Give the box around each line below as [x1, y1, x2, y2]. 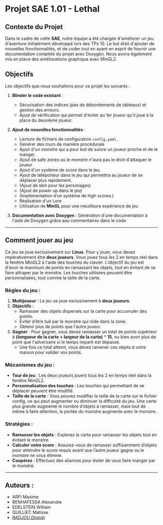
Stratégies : [5, 421, 33, 428]
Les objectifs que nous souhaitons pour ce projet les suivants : [5, 83, 130, 89]
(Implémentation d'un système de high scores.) [19, 192, 114, 198]
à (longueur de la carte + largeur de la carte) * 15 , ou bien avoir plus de [12, 334, 156, 340]
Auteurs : [5, 481, 34, 489]
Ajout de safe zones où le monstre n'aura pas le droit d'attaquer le [19, 157, 152, 162]
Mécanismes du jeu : [5, 361, 55, 368]
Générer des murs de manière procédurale [19, 141, 105, 147]
